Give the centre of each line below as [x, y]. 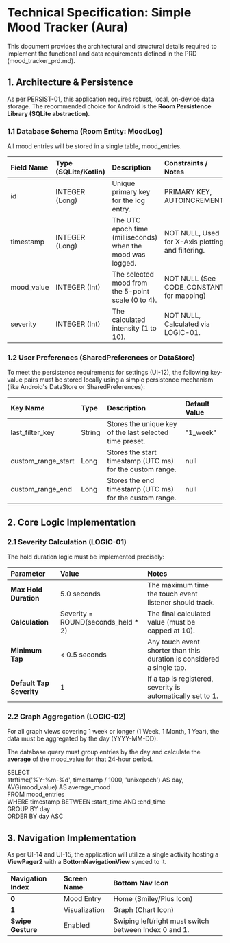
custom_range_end [41, 489]
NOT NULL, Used [192, 233]
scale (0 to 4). [135, 300]
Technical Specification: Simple [99, 13]
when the [127, 246]
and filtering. [184, 251]
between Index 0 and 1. [151, 930]
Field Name [29, 167]
